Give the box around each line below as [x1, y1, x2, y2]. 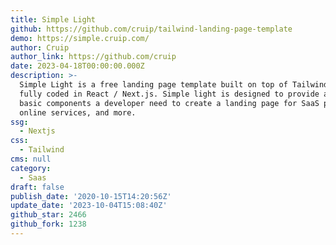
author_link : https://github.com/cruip [10, 52, 177, 62]
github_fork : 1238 [10, 219, 87, 230]
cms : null [10, 154, 52, 164]
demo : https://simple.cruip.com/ [10, 33, 150, 43]
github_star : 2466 [10, 210, 87, 220]
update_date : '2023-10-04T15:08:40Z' [10, 201, 168, 211]
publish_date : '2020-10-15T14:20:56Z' [10, 191, 172, 201]
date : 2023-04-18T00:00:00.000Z [10, 61, 145, 71]
